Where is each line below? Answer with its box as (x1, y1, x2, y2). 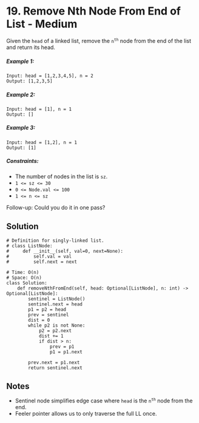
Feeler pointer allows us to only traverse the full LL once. (15, 410, 157, 418)
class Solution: (6, 280, 47, 286)
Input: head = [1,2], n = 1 (6, 139, 78, 145)
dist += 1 (38, 333, 64, 339)
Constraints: (6, 158, 39, 165)
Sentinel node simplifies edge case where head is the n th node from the (15, 397, 193, 404)
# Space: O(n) (6, 275, 42, 281)
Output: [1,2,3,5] (6, 78, 53, 84)
